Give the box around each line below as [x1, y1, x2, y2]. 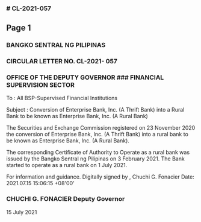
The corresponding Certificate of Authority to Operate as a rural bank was [6, 149, 190, 156]
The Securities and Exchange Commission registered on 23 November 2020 [6, 124, 196, 132]
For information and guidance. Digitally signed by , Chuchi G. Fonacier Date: [6, 173, 194, 180]
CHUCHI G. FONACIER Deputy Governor [6, 195, 125, 203]
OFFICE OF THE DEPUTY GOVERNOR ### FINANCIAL [6, 74, 164, 82]
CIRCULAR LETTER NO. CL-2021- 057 [6, 57, 117, 66]
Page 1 [6, 23, 31, 33]
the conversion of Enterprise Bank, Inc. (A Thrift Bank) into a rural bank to [6, 131, 188, 138]
